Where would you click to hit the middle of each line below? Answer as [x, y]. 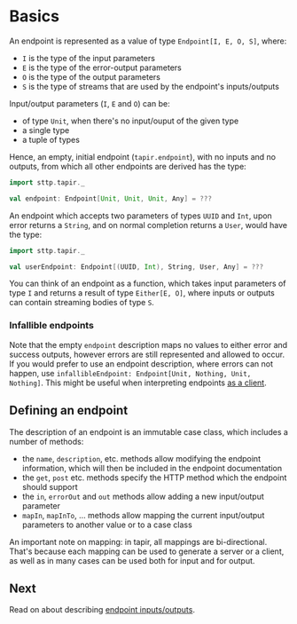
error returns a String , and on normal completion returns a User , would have [148, 225]
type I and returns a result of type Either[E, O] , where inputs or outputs [142, 293]
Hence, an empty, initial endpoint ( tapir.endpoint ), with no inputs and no [143, 156]
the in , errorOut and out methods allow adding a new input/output [143, 496]
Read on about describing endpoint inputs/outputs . [102, 610]
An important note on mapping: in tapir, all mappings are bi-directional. [138, 541]
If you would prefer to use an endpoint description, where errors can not [141, 363]
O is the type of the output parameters [91, 76]
